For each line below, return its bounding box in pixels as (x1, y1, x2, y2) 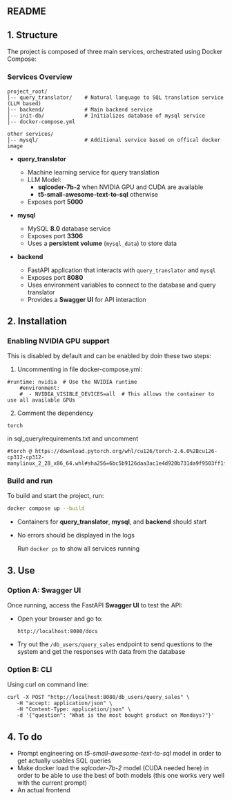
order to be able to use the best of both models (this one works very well (17, 772, 224, 780)
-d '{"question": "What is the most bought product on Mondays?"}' (16, 712, 215, 719)
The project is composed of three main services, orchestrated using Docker (7, 48, 223, 56)
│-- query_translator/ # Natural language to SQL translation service (7, 94, 224, 101)
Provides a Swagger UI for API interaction (27, 295, 146, 303)
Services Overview (7, 72, 72, 82)
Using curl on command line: (7, 680, 89, 688)
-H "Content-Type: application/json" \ (16, 706, 131, 713)
